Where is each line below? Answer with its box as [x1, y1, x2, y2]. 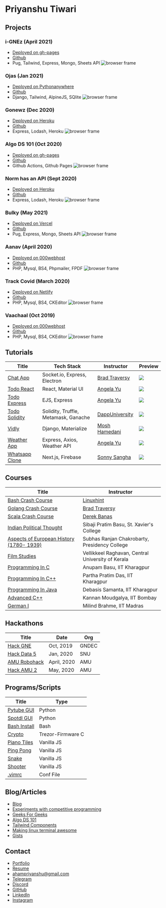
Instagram [12, 897, 33, 903]
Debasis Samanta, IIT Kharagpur [83, 586, 158, 593]
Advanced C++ [7, 594, 43, 601]
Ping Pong [7, 747, 32, 754]
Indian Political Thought [7, 524, 63, 531]
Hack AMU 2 [7, 666, 38, 673]
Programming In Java [7, 586, 57, 593]
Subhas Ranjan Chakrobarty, [83, 535, 149, 542]
